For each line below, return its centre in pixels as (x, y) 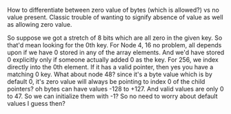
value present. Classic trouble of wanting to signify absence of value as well (115, 17)
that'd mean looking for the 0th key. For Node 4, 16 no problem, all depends (114, 45)
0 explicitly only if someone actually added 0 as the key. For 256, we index (113, 60)
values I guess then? (36, 103)
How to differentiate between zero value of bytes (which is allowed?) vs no (113, 10)
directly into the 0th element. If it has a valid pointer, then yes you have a (110, 67)
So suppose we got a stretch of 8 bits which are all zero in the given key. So (115, 38)
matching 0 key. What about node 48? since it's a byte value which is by (110, 74)
